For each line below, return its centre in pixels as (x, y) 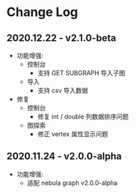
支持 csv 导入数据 (63, 90)
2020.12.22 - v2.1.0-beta (61, 38)
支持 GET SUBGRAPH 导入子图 (82, 73)
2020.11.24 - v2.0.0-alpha (64, 157)
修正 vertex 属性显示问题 (73, 134)
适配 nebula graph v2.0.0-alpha (72, 183)
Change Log (42, 12)
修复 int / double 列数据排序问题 (83, 117)
